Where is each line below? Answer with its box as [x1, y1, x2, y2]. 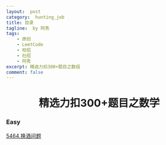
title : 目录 [6, 20, 34, 25]
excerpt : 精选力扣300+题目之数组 [6, 63, 81, 70]
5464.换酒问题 [6, 132, 41, 139]
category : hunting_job [6, 14, 65, 20]
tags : [6, 31, 19, 37]
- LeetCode [17, 42, 44, 48]
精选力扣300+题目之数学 [38, 96, 160, 110]
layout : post [6, 8, 41, 15]
